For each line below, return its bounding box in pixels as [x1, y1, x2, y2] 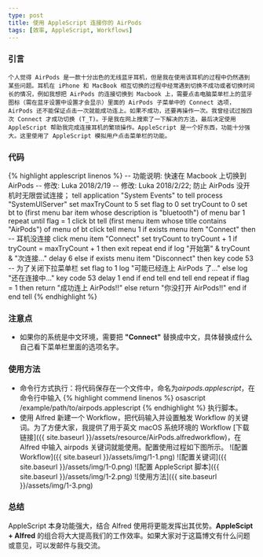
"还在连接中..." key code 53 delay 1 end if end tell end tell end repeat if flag [8, 273, 250, 282]
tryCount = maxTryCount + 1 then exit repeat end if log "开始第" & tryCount [8, 243, 250, 253]
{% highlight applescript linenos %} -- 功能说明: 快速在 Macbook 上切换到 [8, 171, 247, 180]
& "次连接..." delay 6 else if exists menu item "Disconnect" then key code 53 [8, 253, 254, 263]
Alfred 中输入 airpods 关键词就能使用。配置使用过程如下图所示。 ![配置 [19, 442, 249, 452]
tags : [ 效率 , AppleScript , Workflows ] [8, 26, 133, 34]
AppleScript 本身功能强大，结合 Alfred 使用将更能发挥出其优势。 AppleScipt [8, 521, 254, 530]
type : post [8, 11, 44, 20]
